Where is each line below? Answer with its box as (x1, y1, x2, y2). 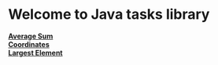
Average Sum (8, 31, 54, 41)
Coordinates (8, 39, 50, 49)
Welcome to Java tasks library (8, 5, 210, 23)
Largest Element (8, 48, 63, 57)
